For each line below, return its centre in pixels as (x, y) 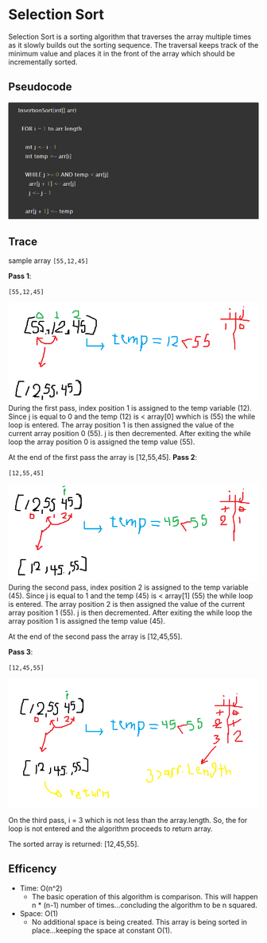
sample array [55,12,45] (48, 261)
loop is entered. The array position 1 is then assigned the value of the (121, 425)
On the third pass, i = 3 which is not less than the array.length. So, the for (128, 820)
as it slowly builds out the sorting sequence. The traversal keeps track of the (133, 44)
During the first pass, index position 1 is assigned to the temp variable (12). (130, 408)
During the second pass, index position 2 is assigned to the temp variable (128, 587)
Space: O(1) (39, 913)
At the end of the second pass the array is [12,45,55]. (95, 636)
